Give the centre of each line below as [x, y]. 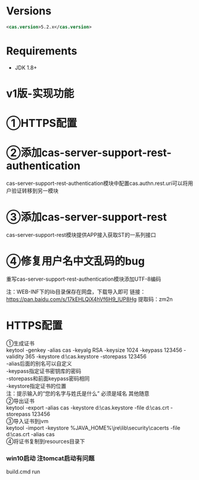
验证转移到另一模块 [35, 191]
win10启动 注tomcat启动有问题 [50, 458]
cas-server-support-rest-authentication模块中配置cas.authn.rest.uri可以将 [97, 183]
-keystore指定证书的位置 [36, 386]
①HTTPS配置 [42, 123]
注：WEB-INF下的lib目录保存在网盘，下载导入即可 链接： [76, 291]
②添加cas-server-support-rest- [89, 153]
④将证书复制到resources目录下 [46, 441]
